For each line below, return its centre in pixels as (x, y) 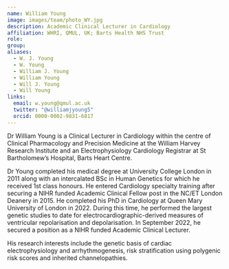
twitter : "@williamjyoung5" (54, 110)
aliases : (20, 52)
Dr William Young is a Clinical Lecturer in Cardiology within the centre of (109, 136)
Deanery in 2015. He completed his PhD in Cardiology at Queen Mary (105, 200)
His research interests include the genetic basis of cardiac (89, 243)
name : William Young (37, 13)
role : (15, 39)
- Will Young (32, 90)
